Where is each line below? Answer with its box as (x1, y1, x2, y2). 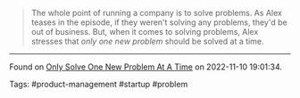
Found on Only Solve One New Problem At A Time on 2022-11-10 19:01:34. (9, 61, 283, 72)
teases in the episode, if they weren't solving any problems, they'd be (30, 17, 287, 28)
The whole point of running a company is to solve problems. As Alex (30, 8, 283, 18)
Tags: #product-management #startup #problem (9, 79, 188, 89)
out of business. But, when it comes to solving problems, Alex (30, 27, 259, 37)
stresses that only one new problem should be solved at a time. (30, 36, 264, 46)
